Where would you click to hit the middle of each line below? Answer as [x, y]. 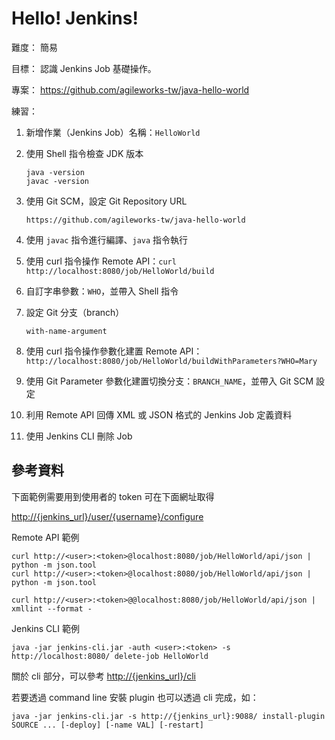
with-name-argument [66, 331]
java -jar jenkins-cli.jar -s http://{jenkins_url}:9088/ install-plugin [168, 716]
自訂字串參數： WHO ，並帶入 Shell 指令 [102, 291]
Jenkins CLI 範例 [45, 628]
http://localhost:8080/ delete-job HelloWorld [110, 656]
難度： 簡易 [34, 47]
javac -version [57, 181]
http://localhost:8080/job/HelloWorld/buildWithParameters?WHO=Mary [171, 361]
